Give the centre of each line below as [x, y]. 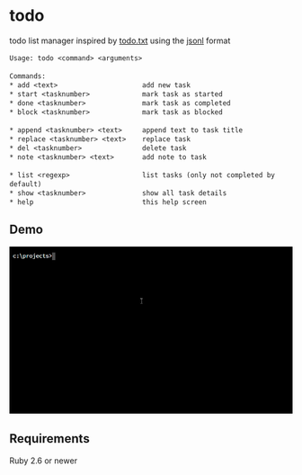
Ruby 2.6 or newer [44, 461]
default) [26, 184]
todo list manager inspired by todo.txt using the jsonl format [120, 40]
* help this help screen [108, 202]
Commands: [28, 76]
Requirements [49, 439]
